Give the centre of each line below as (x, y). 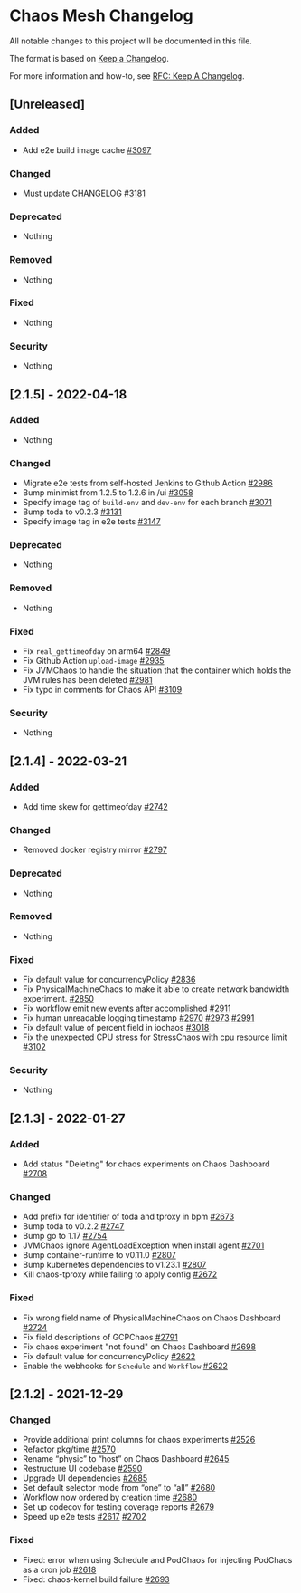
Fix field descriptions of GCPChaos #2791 (100, 1337)
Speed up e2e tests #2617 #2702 (84, 1517)
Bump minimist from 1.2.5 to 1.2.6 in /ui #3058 (108, 493)
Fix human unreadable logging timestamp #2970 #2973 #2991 (138, 1018)
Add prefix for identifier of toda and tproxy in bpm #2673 (128, 1217)
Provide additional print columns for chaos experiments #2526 (139, 1440)
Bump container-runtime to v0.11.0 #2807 (99, 1255)
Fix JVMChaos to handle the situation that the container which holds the (157, 670)
